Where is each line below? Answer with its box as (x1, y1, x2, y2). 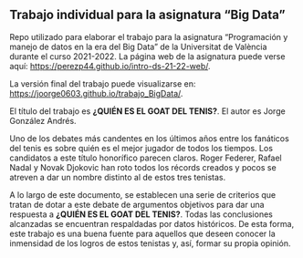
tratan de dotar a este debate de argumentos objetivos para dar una (9, 199, 265, 210)
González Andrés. (9, 115, 77, 126)
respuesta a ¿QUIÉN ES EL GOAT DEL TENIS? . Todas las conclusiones (9, 209, 274, 220)
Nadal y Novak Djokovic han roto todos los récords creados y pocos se (9, 161, 277, 172)
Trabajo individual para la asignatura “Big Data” (9, 7, 286, 23)
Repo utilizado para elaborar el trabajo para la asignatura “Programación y (9, 31, 288, 42)
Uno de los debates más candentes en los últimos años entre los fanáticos (9, 132, 289, 144)
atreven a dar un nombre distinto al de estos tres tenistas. (9, 171, 226, 182)
